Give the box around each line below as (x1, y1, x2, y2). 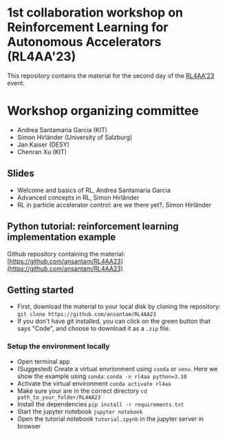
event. (7, 79, 25, 87)
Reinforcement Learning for (7, 19, 169, 35)
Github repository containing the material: (7, 249, 125, 258)
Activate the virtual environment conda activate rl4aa (17, 379, 171, 387)
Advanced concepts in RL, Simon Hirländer (17, 193, 140, 201)
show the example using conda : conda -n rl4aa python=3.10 (17, 372, 187, 380)
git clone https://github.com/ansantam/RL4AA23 (17, 311, 156, 318)
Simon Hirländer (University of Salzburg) (17, 133, 133, 141)
